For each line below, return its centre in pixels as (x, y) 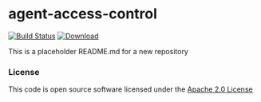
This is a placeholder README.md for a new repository (99, 51)
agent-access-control (83, 14)
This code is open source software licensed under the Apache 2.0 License (130, 89)
